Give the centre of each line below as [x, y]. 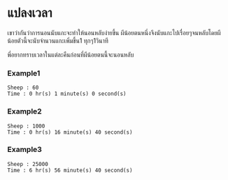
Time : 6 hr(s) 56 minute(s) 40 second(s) [70, 170]
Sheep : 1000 [26, 126]
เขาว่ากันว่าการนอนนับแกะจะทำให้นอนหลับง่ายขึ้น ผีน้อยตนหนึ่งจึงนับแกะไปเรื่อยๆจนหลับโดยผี [114, 32]
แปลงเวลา [30, 13]
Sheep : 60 [23, 88]
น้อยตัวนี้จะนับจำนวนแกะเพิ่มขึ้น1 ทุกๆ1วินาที [58, 41]
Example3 [24, 150]
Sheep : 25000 [28, 164]
